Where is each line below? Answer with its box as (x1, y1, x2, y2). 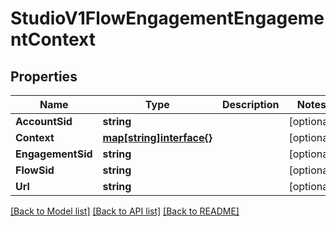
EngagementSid (15, 147, 93, 161)
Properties (10, 68, 78, 85)
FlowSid (15, 163, 55, 177)
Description (222, 98, 280, 111)
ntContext (10, 28, 96, 51)
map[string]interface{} (102, 131, 213, 144)
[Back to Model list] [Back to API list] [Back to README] (10, 205, 240, 217)
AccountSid (15, 115, 73, 128)
